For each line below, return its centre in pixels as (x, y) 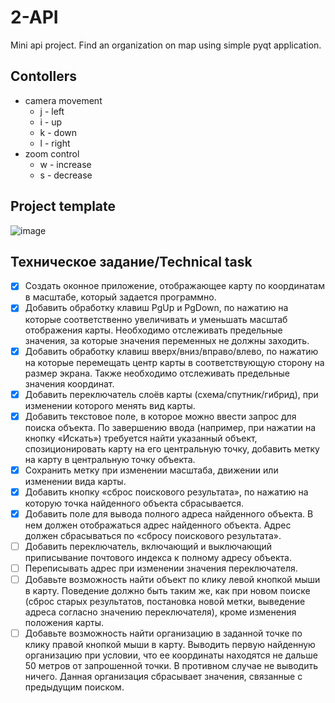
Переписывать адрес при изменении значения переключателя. (161, 568)
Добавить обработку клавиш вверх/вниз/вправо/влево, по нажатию (171, 351)
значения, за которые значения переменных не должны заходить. (167, 340)
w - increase (65, 164)
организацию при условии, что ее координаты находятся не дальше (171, 655)
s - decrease (66, 175)
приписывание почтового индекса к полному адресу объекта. (158, 557)
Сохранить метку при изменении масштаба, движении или (151, 470)
